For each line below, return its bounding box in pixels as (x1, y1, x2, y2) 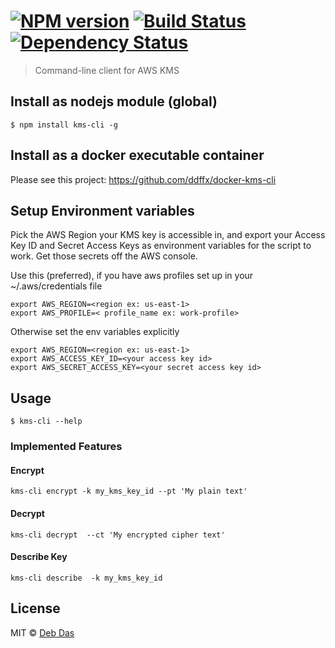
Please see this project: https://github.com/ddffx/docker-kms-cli (10, 173, 277, 185)
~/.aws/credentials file (10, 280, 103, 292)
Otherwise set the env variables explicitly (10, 326, 180, 338)
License (10, 600, 61, 617)
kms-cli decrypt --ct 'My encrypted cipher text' (10, 530, 226, 540)
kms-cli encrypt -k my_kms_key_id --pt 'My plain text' (10, 486, 248, 497)
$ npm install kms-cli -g (10, 120, 118, 130)
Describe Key (10, 551, 68, 563)
